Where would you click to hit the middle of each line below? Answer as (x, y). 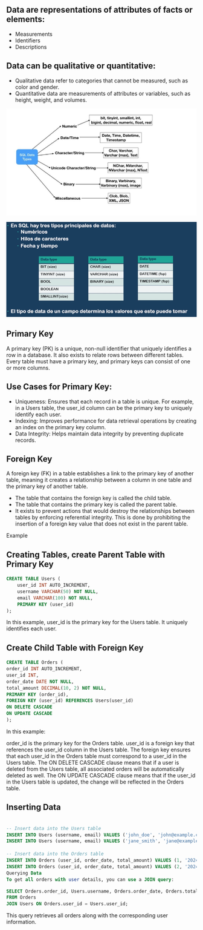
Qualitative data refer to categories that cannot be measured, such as (101, 81)
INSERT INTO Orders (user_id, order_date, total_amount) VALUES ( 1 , (94, 860)
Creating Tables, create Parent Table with (85, 554)
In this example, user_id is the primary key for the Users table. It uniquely (97, 622)
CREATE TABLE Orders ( (35, 662)
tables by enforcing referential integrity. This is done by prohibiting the (102, 518)
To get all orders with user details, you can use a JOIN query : (90, 879)
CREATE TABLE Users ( (34, 579)
